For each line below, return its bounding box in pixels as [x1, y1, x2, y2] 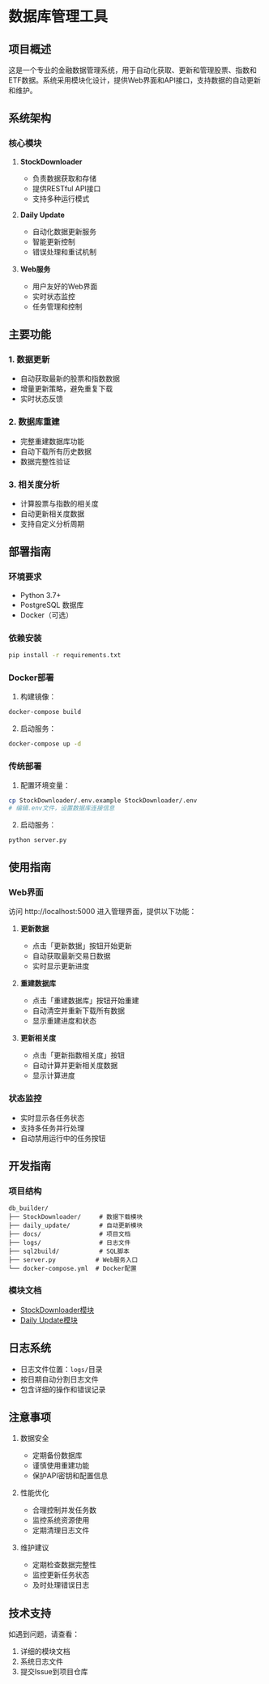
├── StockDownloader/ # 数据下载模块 [8, 1213, 143, 1221]
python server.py [8, 836, 67, 844]
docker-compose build [8, 708, 82, 716]
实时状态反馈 [19, 394, 63, 404]
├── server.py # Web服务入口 [8, 1256, 139, 1264]
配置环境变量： [19, 780, 70, 790]
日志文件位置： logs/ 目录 [19, 1364, 103, 1374]
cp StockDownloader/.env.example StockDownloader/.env [8, 797, 198, 805]
